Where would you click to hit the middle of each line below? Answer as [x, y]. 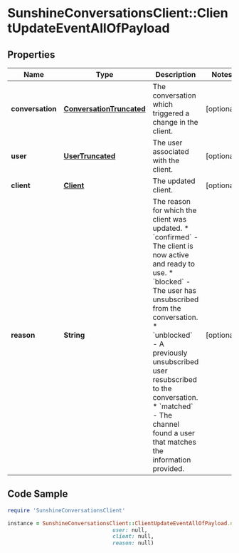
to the [162, 388]
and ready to [174, 264]
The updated [174, 181]
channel [166, 424]
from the [167, 308]
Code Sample [38, 494]
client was [170, 219]
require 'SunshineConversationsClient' [67, 510]
